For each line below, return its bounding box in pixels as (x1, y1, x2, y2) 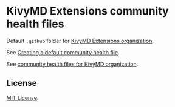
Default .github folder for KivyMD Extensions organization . (6, 37, 154, 44)
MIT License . (6, 94, 39, 101)
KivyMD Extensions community (6, 4, 169, 18)
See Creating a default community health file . (6, 48, 120, 56)
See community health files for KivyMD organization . (6, 60, 139, 68)
